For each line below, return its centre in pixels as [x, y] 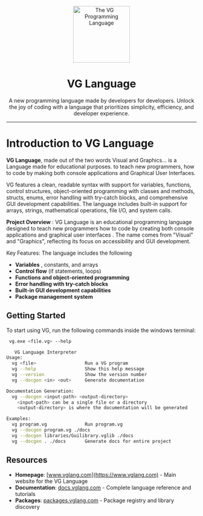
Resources [27, 460]
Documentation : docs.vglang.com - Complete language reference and [103, 487]
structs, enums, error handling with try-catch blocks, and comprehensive [97, 197]
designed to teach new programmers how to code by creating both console [100, 228]
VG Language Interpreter [46, 352]
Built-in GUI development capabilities [63, 290]
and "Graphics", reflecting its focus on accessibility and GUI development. [98, 241]
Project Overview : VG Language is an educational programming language [99, 222]
